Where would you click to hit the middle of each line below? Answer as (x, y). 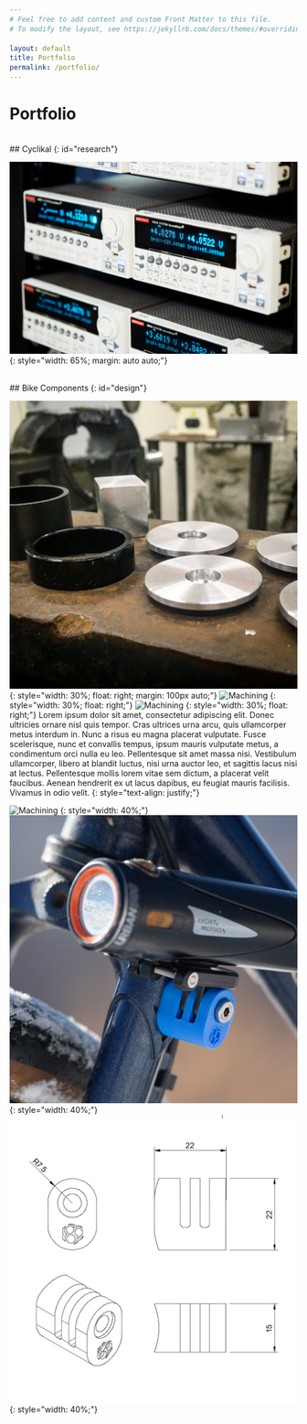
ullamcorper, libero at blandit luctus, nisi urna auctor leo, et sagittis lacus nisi (153, 763)
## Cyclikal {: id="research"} (64, 149)
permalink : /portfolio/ (55, 68)
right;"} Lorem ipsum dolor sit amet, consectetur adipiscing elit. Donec (142, 714)
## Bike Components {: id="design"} (79, 388)
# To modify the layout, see (65, 29)
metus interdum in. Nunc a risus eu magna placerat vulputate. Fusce (138, 734)
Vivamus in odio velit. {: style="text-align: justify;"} (105, 792)
